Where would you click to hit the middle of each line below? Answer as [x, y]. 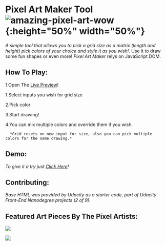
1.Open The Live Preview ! [32, 85]
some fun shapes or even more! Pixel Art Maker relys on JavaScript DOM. [83, 56]
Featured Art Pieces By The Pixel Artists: [72, 216]
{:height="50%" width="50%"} [75, 31]
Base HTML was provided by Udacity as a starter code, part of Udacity [81, 195]
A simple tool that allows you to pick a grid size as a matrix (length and [80, 45]
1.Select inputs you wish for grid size [44, 95]
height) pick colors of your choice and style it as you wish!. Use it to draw [83, 51]
